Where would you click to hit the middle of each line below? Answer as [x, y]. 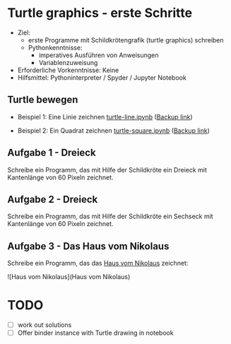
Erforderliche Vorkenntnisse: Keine [68, 70]
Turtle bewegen [43, 100]
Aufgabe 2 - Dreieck [53, 199]
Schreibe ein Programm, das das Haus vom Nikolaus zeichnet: [98, 263]
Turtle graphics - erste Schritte [100, 13]
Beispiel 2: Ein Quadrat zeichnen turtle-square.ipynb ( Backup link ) [113, 130]
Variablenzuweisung [68, 62]
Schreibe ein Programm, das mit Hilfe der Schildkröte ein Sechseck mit [110, 216]
